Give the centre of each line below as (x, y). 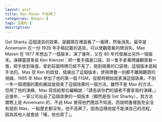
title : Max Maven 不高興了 (31, 14)
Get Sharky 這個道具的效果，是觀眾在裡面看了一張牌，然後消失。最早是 (76, 42)
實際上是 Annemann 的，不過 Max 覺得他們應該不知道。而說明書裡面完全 (77, 103)
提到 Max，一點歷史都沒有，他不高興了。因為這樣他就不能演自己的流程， (81, 108)
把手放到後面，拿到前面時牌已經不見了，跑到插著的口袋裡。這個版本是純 (85, 66)
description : (18, 28)
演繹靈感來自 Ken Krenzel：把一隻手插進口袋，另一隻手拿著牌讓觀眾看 (83, 60)
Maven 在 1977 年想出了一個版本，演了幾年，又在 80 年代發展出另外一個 (77, 54)
